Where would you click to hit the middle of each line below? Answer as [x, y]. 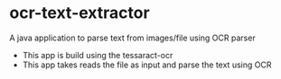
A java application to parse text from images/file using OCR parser [132, 38]
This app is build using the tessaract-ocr [98, 55]
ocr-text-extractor [80, 13]
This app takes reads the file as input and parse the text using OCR [147, 65]
